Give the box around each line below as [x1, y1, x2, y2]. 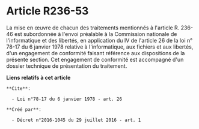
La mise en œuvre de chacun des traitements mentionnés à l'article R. [6, 24, 180, 31]
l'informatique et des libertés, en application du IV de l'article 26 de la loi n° [6, 37, 193, 44]
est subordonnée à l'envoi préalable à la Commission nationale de [14, 30, 177, 37]
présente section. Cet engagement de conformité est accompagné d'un [6, 56, 184, 63]
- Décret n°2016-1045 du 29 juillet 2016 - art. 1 [11, 117, 141, 123]
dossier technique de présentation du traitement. [6, 62, 127, 70]
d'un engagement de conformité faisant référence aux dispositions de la [6, 49, 185, 56]
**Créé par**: [6, 106, 42, 112]
